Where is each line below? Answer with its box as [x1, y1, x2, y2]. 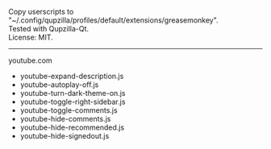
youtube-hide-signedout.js [19, 131, 110, 140]
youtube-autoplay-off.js [19, 80, 99, 89]
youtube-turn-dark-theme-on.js [19, 89, 126, 97]
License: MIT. [8, 32, 54, 42]
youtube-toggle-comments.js [19, 106, 119, 115]
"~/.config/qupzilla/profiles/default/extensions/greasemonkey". [8, 15, 219, 25]
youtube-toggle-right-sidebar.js [19, 97, 126, 106]
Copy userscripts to [8, 7, 74, 16]
